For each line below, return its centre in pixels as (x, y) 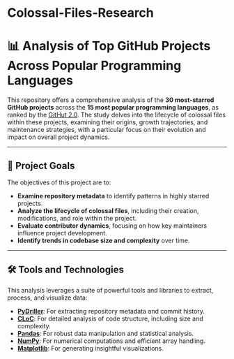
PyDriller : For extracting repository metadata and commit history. (111, 311)
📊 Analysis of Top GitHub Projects (109, 46)
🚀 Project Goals (41, 166)
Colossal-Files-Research (81, 13)
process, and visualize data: (47, 298)
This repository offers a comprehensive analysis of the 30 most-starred (111, 100)
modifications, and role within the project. (77, 218)
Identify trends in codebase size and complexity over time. (103, 240)
